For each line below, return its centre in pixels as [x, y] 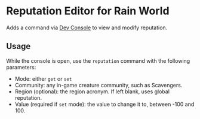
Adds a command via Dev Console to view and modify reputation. [87, 28]
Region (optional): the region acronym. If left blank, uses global [92, 91]
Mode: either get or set [43, 78]
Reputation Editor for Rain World [88, 11]
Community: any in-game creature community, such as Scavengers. [99, 85]
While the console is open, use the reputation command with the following [98, 60]
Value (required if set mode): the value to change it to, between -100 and [104, 104]
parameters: [21, 67]
